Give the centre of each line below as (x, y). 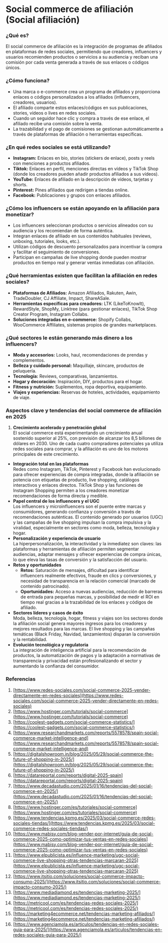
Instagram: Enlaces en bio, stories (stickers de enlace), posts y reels (84, 158)
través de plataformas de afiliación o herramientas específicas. (78, 134)
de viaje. (22, 397)
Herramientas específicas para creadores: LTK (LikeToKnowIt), (79, 303)
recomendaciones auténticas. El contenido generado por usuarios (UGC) (88, 517)
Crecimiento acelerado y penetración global (59, 428)
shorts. (20, 185)
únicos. (13, 68)
